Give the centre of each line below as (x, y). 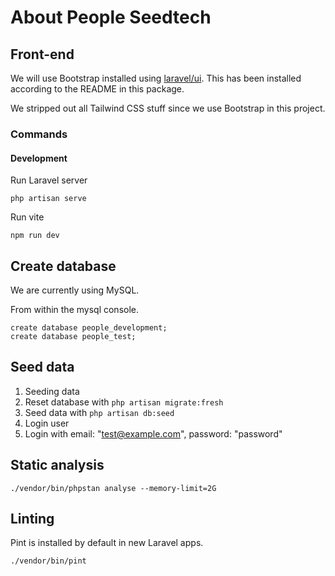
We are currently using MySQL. (75, 290)
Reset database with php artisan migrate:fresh (124, 402)
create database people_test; (73, 336)
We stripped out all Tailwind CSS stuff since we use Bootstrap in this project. (168, 108)
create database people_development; (89, 327)
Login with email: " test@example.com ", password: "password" (153, 433)
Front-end (42, 54)
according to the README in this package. (97, 89)
